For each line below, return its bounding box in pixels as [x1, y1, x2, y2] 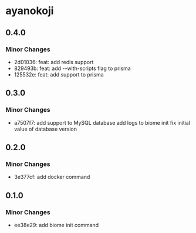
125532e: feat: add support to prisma [13, 71, 104, 78]
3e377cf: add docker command [13, 174, 90, 181]
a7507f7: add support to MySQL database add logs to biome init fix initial [13, 119, 191, 126]
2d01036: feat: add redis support [13, 58, 94, 65]
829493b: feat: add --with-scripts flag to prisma [13, 65, 131, 72]
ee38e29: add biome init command [13, 221, 99, 228]
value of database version [13, 125, 77, 132]
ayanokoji [5, 4, 54, 18]
